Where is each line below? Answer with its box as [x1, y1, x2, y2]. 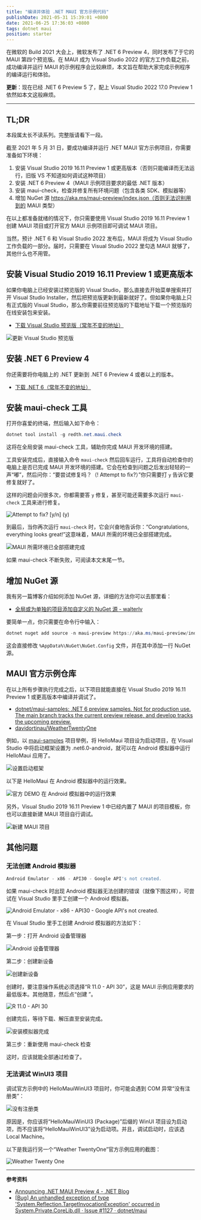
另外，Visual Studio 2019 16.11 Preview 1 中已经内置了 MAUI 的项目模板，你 [6, 803, 190, 810]
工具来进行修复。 [20, 499, 63, 506]
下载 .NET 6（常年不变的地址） [14, 383, 92, 390]
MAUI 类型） [26, 202, 58, 209]
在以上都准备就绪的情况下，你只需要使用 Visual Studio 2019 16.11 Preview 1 [6, 214, 190, 222]
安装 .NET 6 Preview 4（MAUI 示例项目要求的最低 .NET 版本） [14, 179, 168, 186]
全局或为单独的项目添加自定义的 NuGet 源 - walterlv [14, 605, 143, 613]
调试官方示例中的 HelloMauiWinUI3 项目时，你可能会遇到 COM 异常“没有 [6, 1085, 185, 1092]
